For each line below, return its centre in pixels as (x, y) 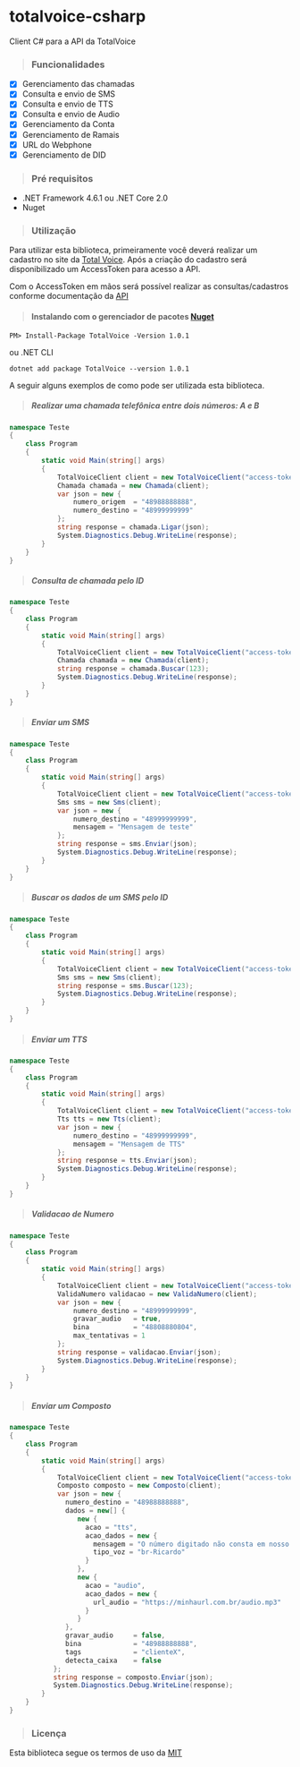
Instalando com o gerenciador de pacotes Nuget (122, 316)
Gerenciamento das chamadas (79, 84)
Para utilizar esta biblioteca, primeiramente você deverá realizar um (133, 250)
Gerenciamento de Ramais (71, 134)
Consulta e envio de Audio (71, 115)
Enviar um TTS (59, 1039)
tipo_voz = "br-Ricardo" (139, 1552)
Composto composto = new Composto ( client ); (139, 1486)
